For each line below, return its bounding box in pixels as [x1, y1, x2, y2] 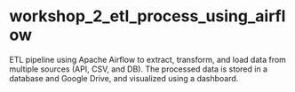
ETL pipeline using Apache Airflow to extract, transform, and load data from [9, 54, 287, 65]
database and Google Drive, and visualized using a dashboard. [9, 73, 239, 83]
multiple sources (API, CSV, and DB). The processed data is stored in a [9, 64, 268, 74]
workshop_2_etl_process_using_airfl [9, 6, 286, 27]
